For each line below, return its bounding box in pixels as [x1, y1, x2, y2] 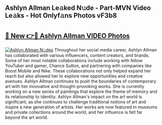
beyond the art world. [5, 114, 49, 120]
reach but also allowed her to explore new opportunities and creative [5, 73, 143, 79]
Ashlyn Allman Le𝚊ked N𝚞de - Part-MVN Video [5, 4, 151, 12]
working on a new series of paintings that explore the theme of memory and [5, 89, 157, 94]
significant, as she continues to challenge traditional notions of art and [5, 99, 146, 105]
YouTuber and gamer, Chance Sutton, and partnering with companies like [5, 63, 152, 69]
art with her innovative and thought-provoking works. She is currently [5, 84, 144, 89]
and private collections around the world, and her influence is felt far [5, 109, 143, 115]
